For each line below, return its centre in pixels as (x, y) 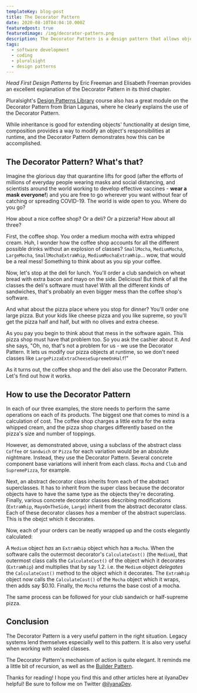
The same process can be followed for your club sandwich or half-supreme (97, 597)
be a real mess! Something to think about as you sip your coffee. (84, 261)
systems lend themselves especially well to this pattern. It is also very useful (98, 642)
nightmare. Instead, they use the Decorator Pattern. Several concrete (89, 457)
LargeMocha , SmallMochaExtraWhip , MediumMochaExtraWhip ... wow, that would (96, 255)
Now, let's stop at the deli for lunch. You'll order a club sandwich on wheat (96, 273)
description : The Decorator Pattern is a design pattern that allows (93, 39)
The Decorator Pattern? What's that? (75, 162)
